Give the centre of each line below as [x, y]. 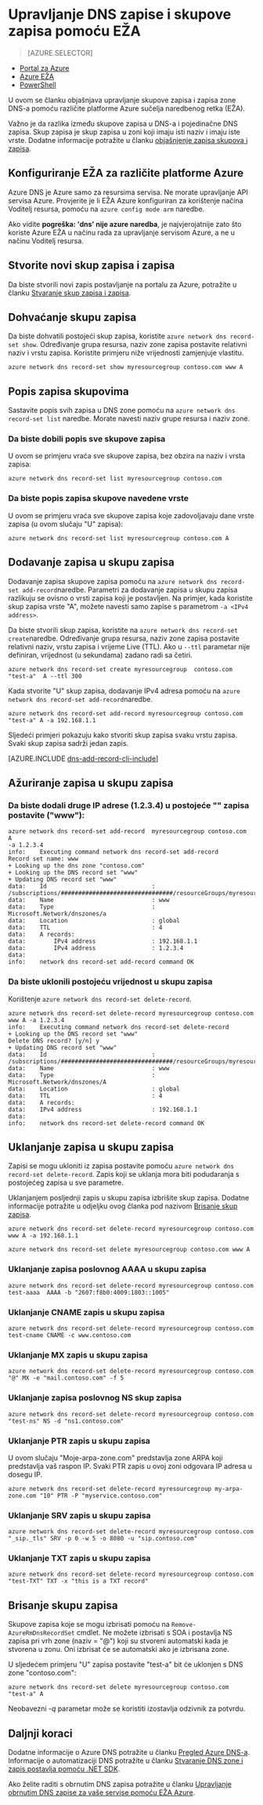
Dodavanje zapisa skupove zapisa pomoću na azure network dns [113, 581]
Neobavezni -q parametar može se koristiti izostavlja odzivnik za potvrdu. [127, 1708]
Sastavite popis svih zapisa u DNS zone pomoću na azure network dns [122, 411]
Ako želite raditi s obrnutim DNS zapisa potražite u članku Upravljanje [120, 1785]
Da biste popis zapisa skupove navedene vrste [99, 499]
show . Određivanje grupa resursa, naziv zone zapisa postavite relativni [135, 345]
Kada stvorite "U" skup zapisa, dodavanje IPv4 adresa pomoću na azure [124, 691]
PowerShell [38, 85]
